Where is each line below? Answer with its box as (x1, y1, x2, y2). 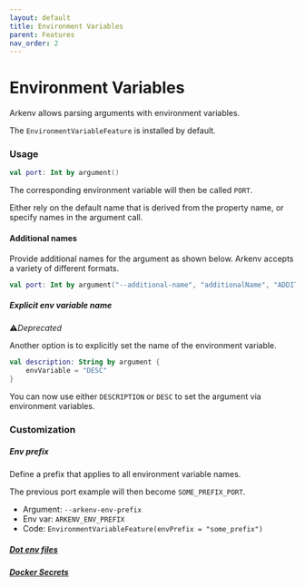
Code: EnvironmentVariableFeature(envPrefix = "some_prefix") (22, 523, 263, 533)
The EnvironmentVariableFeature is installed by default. (9, 125, 216, 136)
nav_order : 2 (9, 38, 59, 48)
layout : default (9, 13, 71, 23)
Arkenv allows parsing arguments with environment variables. (9, 108, 241, 119)
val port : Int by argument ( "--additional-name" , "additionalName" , (9, 280, 271, 289)
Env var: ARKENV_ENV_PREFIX (22, 513, 125, 524)
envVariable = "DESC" (25, 366, 107, 376)
